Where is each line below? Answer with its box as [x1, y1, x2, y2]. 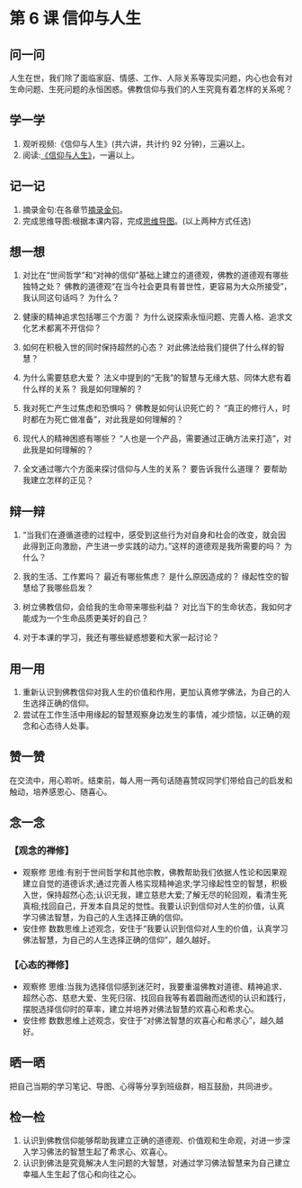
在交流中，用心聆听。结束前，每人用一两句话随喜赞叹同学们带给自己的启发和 [9, 774, 293, 785]
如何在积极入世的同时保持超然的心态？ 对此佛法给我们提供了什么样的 [22, 342, 277, 352]
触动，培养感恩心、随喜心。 [9, 786, 112, 797]
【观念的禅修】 [9, 845, 75, 857]
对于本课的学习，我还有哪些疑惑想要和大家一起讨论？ [22, 632, 220, 643]
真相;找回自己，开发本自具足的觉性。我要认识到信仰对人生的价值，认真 [22, 900, 286, 911]
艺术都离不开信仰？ [30, 323, 102, 334]
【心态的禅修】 [9, 959, 75, 972]
